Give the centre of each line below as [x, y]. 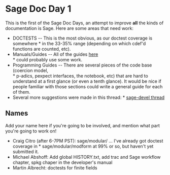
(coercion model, [30, 70]
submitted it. [26, 151]
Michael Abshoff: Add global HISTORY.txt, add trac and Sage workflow [87, 157]
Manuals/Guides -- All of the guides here [55, 54]
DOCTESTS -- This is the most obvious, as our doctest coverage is [82, 38]
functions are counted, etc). [42, 49]
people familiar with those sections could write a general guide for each [88, 86]
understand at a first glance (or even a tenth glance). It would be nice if [87, 81]
